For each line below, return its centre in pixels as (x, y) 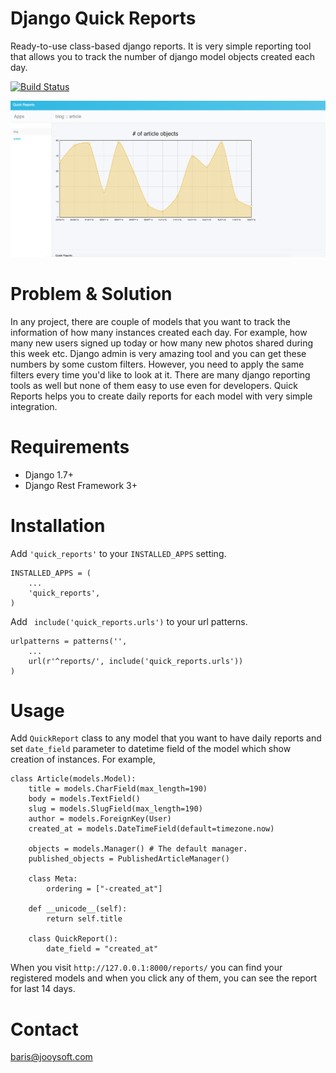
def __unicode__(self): (78, 909)
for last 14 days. (43, 989)
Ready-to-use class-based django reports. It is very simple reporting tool (161, 46)
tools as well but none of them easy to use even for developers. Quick (154, 385)
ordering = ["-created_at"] (104, 889)
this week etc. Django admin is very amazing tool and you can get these (158, 353)
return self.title (84, 919)
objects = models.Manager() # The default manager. (138, 849)
